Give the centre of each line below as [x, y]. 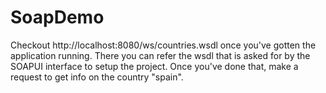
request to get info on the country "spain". [97, 77]
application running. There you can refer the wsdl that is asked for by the [160, 55]
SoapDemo [57, 17]
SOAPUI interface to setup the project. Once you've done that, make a [154, 66]
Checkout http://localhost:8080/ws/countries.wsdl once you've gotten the [163, 45]
